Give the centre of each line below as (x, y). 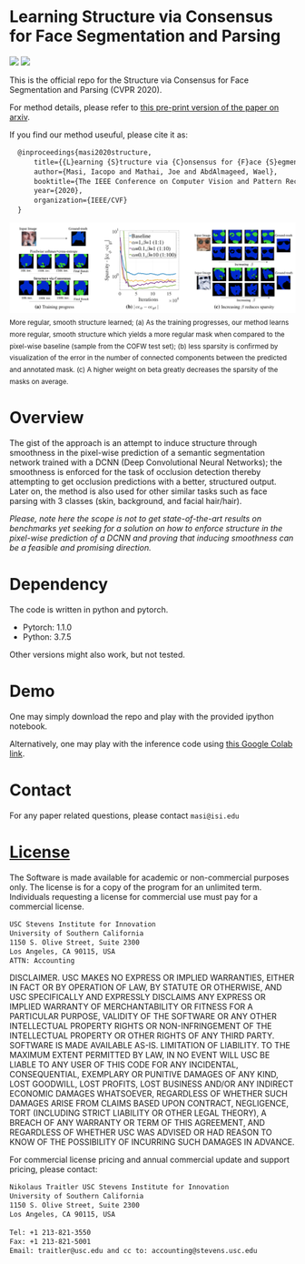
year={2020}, (58, 191)
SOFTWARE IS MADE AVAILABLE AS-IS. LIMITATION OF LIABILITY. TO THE (150, 1045)
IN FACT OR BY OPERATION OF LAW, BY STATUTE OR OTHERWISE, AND (146, 987)
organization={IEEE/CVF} (80, 201)
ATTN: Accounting (42, 961)
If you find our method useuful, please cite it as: (99, 135)
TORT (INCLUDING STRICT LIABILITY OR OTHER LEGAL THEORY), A (138, 1113)
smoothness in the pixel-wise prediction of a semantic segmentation (138, 452)
